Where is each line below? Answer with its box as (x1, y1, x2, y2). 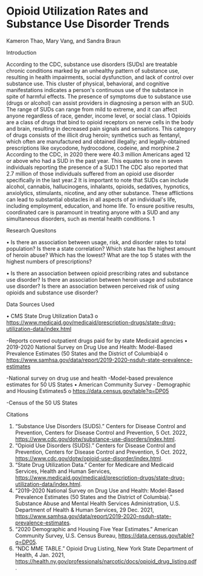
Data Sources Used (6, 300, 55, 308)
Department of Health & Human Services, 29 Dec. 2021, (14, 506, 154, 513)
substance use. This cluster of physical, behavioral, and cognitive (6, 80, 170, 87)
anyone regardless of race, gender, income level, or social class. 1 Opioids (6, 112, 191, 119)
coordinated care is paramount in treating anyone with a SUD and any (6, 208, 180, 216)
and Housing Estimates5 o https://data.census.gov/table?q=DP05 (6, 387, 169, 394)
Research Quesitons (6, 227, 57, 234)
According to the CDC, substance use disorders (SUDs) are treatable (6, 61, 178, 68)
